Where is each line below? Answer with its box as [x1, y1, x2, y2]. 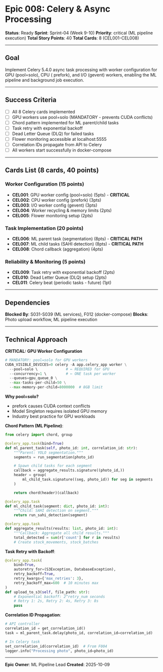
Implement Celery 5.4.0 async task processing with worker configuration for [5, 67, 158, 73]
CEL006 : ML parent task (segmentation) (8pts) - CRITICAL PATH [12, 236, 143, 242]
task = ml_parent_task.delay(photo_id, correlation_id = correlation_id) [5, 630, 153, 635]
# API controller [5, 621, 40, 627]
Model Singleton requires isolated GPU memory [12, 408, 108, 414]
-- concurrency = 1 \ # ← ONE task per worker [9, 371, 116, 376]
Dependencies [5, 298, 50, 307]
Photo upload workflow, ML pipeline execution [5, 317, 98, 323]
